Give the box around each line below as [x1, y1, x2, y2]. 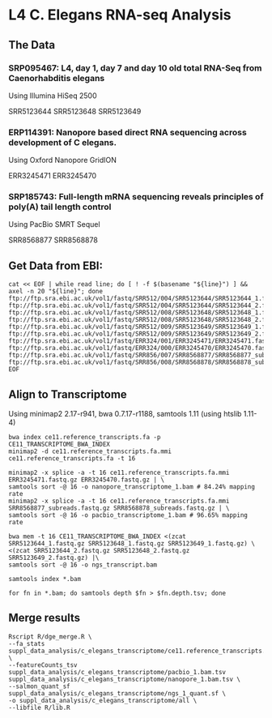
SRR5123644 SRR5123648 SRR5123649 [8, 106, 142, 116]
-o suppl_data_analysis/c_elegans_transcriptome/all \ [8, 696, 198, 704]
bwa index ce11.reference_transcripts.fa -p [8, 434, 161, 442]
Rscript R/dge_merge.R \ [8, 632, 92, 641]
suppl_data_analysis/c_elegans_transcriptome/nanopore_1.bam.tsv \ [8, 675, 241, 683]
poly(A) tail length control [8, 201, 112, 212]
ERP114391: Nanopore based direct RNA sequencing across [8, 126, 247, 138]
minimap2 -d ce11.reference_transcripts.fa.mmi [8, 447, 172, 455]
